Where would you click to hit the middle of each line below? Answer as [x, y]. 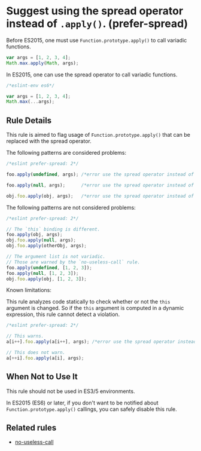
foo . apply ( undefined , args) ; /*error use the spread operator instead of [100, 174]
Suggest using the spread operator [95, 11]
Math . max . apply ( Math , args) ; [42, 63]
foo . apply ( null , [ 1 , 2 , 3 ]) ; [42, 273]
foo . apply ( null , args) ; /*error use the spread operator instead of [100, 185]
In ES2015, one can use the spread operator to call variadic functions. [92, 74]
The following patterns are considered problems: [66, 153]
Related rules [31, 427]
